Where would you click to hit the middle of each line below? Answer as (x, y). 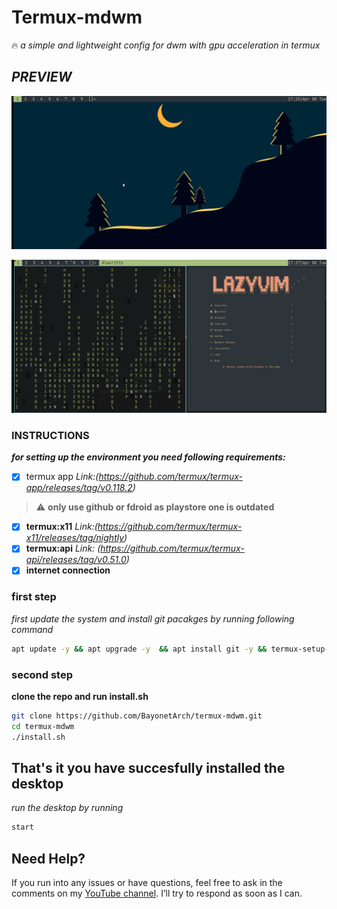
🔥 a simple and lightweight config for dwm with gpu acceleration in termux (166, 45)
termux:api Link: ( (63, 548)
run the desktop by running (67, 808)
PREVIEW (42, 77)
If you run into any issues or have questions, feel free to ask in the (147, 883)
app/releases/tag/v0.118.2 (79, 488)
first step (34, 597)
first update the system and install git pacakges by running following (153, 618)
